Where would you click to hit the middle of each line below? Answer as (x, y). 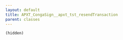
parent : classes (23, 19)
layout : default (23, 10)
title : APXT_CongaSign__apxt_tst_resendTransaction (61, 15)
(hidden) (15, 33)
